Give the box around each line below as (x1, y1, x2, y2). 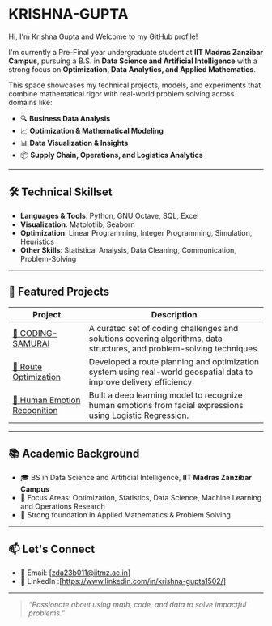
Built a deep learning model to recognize (88, 390, 243, 401)
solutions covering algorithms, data (88, 333, 223, 344)
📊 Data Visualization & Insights (19, 138, 129, 147)
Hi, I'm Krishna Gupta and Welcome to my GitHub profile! (8, 32, 198, 41)
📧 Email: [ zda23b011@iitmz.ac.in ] (19, 568, 131, 577)
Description (151, 309, 198, 320)
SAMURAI (12, 338, 50, 349)
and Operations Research (19, 501, 105, 511)
